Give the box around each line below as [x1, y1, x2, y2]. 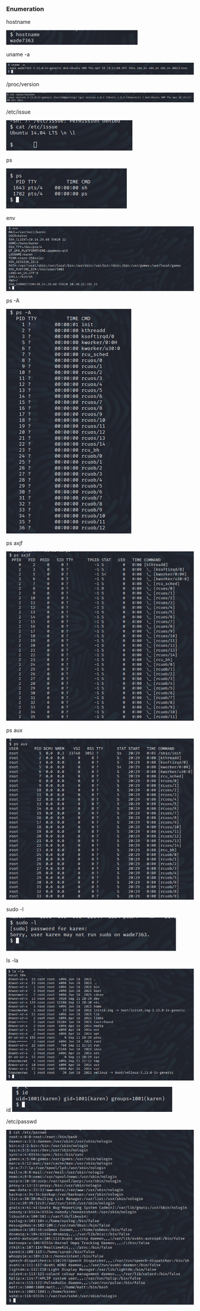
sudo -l [6, 905, 24, 913]
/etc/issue [6, 108, 31, 115]
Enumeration [6, 5, 45, 13]
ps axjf [6, 539, 23, 546]
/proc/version [6, 80, 40, 88]
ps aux [6, 726, 23, 734]
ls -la [6, 956, 19, 964]
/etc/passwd [6, 1118, 37, 1125]
